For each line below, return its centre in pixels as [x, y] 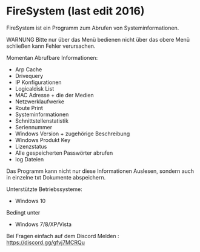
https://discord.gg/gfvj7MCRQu [45, 242]
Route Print [29, 108]
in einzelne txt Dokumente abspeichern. [56, 177]
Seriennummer [34, 127]
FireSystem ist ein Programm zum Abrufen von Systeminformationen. [93, 28]
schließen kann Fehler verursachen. [51, 46]
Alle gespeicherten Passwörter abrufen [64, 153]
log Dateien [29, 159]
